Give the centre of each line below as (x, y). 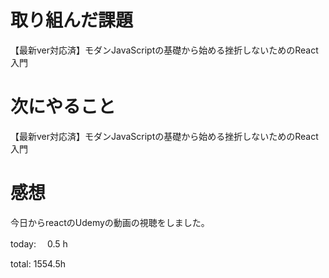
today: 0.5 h (39, 243)
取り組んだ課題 (72, 20)
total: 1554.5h (38, 263)
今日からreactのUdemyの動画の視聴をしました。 (110, 222)
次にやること (63, 107)
